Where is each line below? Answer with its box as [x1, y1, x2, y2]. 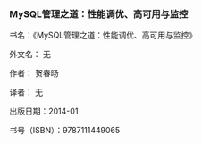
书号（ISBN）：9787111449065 [9, 125, 121, 136]
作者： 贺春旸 [9, 68, 59, 79]
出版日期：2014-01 [9, 106, 79, 117]
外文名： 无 [9, 49, 51, 60]
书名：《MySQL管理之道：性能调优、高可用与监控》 [9, 30, 198, 41]
